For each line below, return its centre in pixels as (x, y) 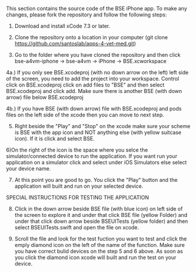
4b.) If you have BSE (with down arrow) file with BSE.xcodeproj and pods (94, 109)
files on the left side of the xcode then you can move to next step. (85, 115)
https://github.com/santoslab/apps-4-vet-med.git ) (75, 44)
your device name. (28, 168)
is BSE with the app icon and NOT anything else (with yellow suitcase (98, 132)
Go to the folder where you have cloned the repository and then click (97, 55)
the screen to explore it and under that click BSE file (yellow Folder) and (101, 215)
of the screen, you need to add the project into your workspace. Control (93, 79)
